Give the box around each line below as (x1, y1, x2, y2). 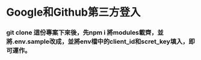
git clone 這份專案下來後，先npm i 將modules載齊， (6, 28, 158, 37)
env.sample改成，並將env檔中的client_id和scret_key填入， (14, 37, 189, 46)
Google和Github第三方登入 (6, 5, 141, 19)
